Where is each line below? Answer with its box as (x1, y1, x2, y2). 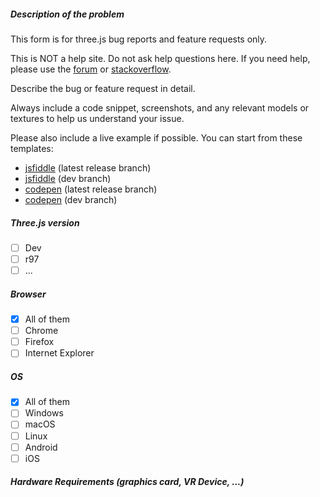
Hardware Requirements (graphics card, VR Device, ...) (10, 476, 245, 488)
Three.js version (10, 216, 80, 229)
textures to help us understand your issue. (10, 112, 185, 124)
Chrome (24, 325, 59, 337)
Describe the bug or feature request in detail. (10, 82, 196, 94)
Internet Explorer (24, 347, 95, 359)
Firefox (24, 336, 55, 348)
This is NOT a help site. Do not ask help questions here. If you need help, (10, 52, 311, 64)
